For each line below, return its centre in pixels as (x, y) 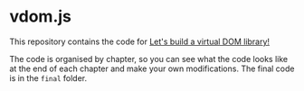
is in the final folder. (48, 77)
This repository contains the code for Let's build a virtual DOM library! (139, 41)
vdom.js (41, 17)
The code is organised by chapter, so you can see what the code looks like (149, 59)
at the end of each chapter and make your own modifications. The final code (152, 68)
